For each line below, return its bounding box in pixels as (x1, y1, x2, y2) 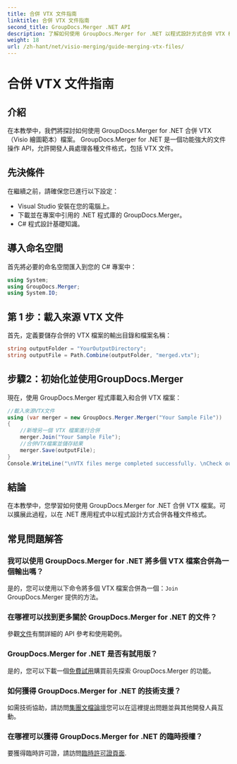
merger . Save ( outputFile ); (20, 446, 97, 453)
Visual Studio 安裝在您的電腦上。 (17, 202, 114, 210)
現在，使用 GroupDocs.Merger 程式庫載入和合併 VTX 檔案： (7, 393, 182, 402)
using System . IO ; (7, 289, 59, 297)
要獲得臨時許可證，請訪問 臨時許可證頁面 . (7, 749, 127, 758)
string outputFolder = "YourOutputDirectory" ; (7, 345, 147, 352)
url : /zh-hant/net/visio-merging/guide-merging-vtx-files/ (7, 43, 185, 50)
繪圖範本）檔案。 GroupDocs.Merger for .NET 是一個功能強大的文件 (29, 135, 226, 144)
